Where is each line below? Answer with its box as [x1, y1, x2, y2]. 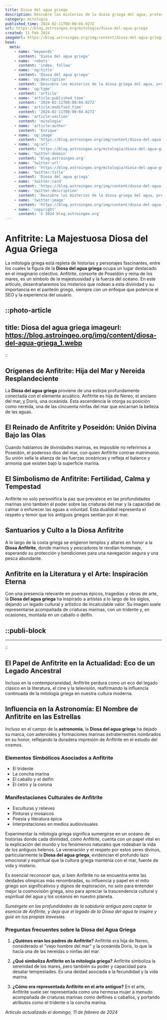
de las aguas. [5, 409, 33, 415]
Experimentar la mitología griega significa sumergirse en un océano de [5, 831, 150, 837]
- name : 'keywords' [14, 49, 55, 54]
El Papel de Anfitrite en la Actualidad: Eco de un [5, 659, 155, 667]
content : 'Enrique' [18, 128, 59, 133]
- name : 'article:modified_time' [14, 105, 83, 110]
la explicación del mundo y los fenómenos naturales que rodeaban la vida [5, 841, 156, 847]
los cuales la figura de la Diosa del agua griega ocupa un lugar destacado [5, 265, 157, 271]
